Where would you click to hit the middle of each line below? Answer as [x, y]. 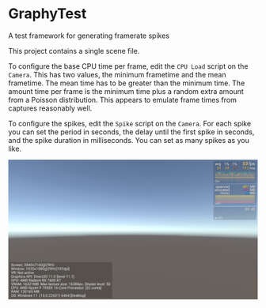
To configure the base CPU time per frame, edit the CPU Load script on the [128, 66]
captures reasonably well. [50, 108]
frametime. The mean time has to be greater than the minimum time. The [127, 83]
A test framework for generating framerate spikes [89, 36]
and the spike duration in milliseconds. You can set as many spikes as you [129, 140]
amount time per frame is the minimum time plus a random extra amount [126, 91]
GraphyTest [47, 14]
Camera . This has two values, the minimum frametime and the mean [117, 74]
